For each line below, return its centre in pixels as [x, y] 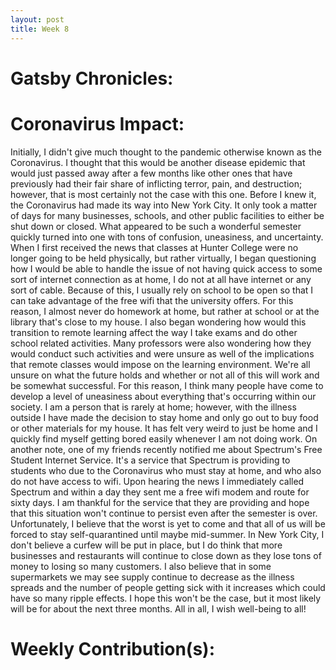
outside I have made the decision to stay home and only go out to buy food [164, 417]
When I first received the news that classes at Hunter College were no [154, 247]
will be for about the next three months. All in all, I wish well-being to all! [158, 608]
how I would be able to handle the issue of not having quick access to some [166, 268]
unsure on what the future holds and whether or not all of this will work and [165, 375]
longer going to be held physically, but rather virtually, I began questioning [163, 258]
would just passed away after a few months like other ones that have [151, 173]
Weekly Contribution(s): [112, 648]
